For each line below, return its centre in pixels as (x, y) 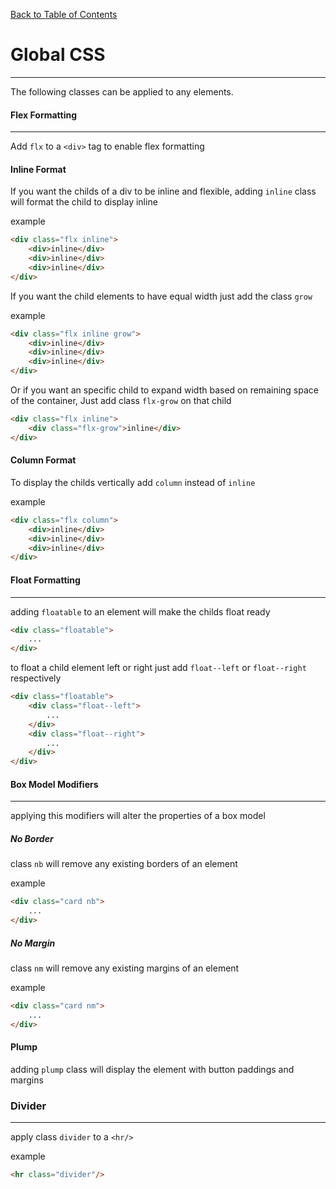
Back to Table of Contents (64, 14)
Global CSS (58, 55)
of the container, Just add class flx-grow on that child (121, 401)
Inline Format (38, 169)
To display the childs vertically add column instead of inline (133, 482)
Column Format (43, 460)
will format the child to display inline (84, 202)
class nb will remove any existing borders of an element (124, 864)
